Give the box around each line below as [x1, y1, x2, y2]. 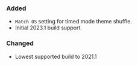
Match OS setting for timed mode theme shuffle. [14, 18, 133, 25]
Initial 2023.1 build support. [14, 24, 83, 31]
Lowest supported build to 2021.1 [14, 53, 97, 60]
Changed [6, 39, 34, 47]
